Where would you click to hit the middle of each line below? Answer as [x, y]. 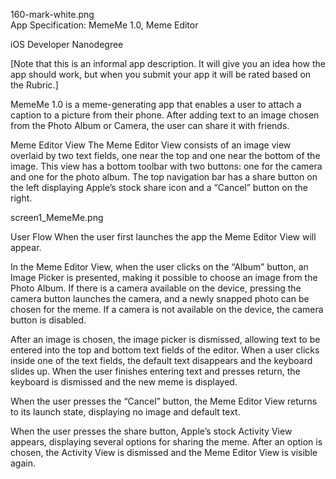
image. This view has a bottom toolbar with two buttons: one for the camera [166, 166]
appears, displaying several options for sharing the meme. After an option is [166, 442]
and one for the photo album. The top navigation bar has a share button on [164, 177]
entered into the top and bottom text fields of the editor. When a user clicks [165, 350]
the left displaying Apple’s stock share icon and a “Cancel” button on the [159, 187]
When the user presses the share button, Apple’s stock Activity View [151, 431]
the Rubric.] [34, 85]
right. [21, 198]
